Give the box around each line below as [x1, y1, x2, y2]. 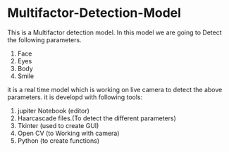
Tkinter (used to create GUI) [17, 121, 99, 129]
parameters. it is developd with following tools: [7, 93, 143, 101]
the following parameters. [7, 35, 82, 44]
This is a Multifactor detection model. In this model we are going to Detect [7, 28, 222, 37]
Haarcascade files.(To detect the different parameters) [17, 114, 176, 122]
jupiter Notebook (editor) [17, 106, 90, 115]
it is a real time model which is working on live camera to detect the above [7, 85, 223, 94]
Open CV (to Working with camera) [17, 129, 120, 137]
